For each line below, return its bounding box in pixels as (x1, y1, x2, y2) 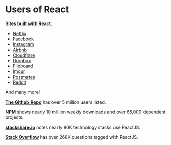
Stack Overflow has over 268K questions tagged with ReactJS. (5, 134, 138, 140)
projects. (5, 114, 24, 120)
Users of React (5, 4, 69, 15)
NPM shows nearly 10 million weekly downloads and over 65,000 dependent (5, 109, 166, 115)
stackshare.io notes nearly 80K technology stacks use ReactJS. (5, 124, 141, 130)
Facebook (12, 36, 34, 42)
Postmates (12, 74, 36, 80)
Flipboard (12, 63, 33, 69)
